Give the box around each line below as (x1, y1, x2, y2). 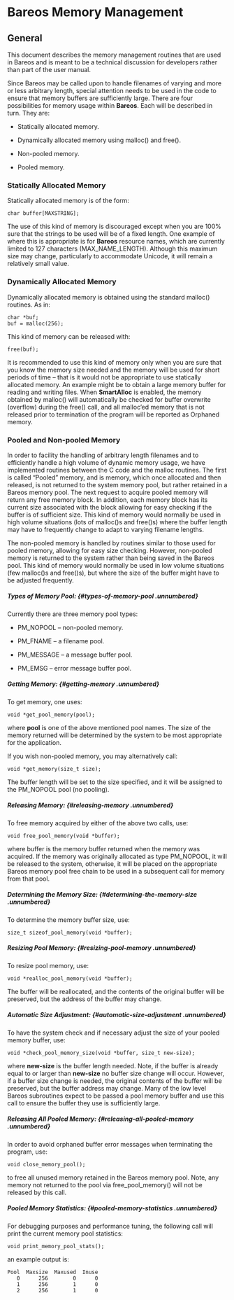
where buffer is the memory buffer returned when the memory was (7, 844, 200, 853)
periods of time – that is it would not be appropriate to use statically (7, 372, 201, 382)
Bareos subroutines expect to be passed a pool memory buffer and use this (7, 1091, 225, 1100)
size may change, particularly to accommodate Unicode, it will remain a (7, 252, 213, 260)
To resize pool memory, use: (7, 961, 89, 970)
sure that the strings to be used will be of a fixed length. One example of (7, 230, 215, 238)
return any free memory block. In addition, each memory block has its (7, 495, 208, 504)
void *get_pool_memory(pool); (7, 711, 96, 718)
